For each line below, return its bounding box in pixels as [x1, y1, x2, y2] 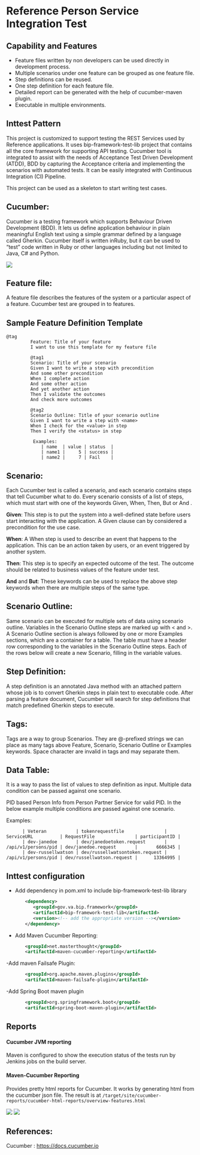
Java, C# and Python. [6, 249, 60, 257]
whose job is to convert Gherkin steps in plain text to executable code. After [6, 688, 193, 696]
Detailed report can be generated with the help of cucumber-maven [14, 89, 183, 95]
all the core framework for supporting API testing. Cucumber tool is [6, 147, 172, 154]
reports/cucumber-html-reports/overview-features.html [6, 1097, 146, 1104]
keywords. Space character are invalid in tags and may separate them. [6, 748, 180, 755]
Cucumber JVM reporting [6, 1038, 72, 1045]
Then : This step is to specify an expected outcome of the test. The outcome [6, 560, 195, 567]
